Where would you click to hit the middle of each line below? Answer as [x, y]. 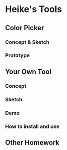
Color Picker [25, 28]
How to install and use [32, 126]
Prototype [18, 55]
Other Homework [32, 142]
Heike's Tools [33, 9]
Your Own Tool [28, 71]
